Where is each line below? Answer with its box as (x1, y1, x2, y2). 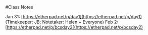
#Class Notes (5, 4, 33, 10)
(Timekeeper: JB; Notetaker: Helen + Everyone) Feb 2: (5, 19, 119, 25)
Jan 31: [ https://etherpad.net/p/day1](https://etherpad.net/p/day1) (5, 14, 142, 19)
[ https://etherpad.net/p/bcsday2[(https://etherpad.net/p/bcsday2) (5, 24, 143, 30)
